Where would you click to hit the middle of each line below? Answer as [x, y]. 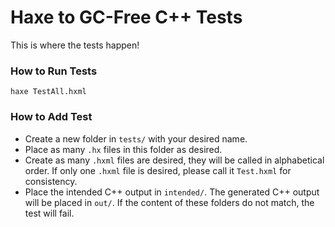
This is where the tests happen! [75, 45]
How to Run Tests [54, 71]
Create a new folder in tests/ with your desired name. [136, 138]
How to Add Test [51, 117]
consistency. [51, 181]
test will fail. [49, 213]
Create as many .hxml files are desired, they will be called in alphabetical [174, 160]
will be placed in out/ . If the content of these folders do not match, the [169, 202]
